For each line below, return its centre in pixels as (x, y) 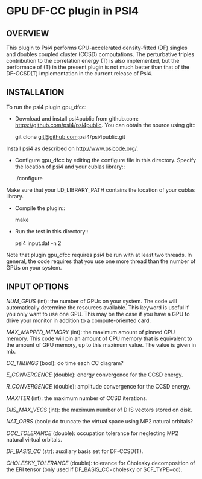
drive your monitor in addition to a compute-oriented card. (78, 320)
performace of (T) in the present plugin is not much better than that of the (98, 67)
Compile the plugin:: (40, 208)
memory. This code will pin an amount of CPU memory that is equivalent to (99, 338)
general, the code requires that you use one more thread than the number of (101, 261)
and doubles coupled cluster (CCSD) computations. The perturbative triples (100, 54)
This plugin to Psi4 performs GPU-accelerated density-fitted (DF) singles (97, 48)
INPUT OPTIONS (38, 287)
